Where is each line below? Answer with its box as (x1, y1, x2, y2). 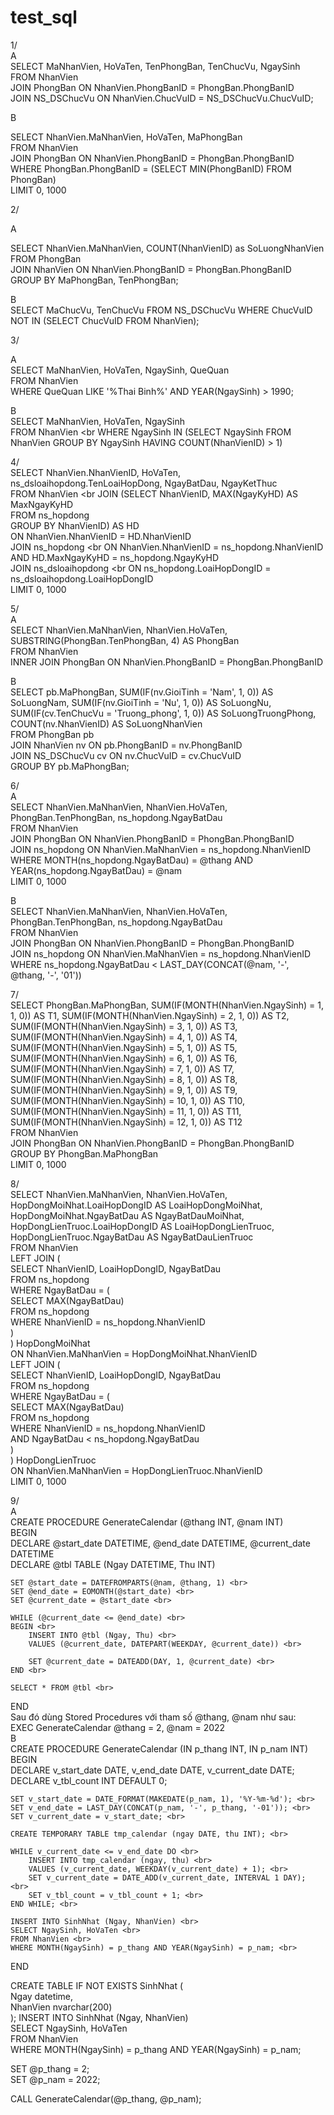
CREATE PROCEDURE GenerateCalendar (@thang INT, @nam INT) (10, 1516, 284, 1528)
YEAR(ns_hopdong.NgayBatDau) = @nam (10, 864, 183, 876)
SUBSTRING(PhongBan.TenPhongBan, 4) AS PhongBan (10, 634, 240, 646)
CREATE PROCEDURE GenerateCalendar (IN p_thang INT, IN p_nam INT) (10, 1742, 309, 1755)
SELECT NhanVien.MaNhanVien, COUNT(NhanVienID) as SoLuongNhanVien (10, 242, 325, 254)
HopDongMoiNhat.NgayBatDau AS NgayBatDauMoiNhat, (10, 1209, 245, 1221)
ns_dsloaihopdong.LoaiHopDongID (10, 572, 154, 585)
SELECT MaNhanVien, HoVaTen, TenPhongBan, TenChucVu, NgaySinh (10, 60, 301, 72)
